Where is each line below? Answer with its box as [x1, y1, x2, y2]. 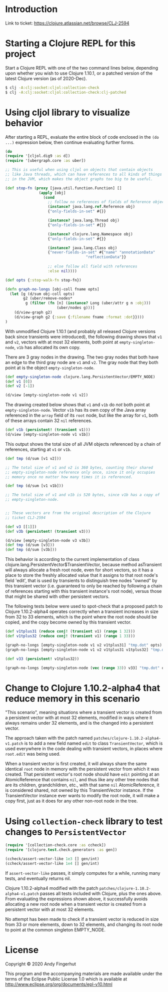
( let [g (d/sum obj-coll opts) [9, 291, 75, 296]
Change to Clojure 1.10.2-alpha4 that [5, 682, 160, 694]
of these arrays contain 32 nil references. [5, 418, 92, 424]
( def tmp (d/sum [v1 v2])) [5, 456, 61, 461]
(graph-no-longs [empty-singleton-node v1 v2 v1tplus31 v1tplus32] [5, 647, 149, 652]
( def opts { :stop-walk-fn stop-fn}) [5, 277, 81, 282]
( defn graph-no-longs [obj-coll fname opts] [5, 286, 99, 291]
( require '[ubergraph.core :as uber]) [5, 158, 86, 163]
